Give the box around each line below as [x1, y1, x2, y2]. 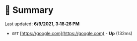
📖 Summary [4, 4, 54, 16]
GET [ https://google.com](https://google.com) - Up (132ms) [11, 30, 133, 36]
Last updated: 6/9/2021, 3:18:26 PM [4, 21, 80, 27]
